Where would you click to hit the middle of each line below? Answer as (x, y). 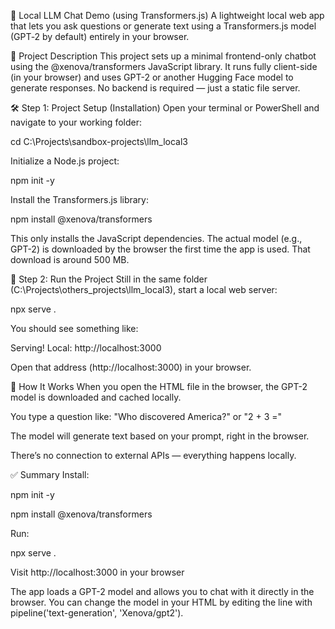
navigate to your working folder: (76, 122)
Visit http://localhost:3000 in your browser (97, 572)
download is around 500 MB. (70, 259)
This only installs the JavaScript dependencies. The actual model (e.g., (156, 238)
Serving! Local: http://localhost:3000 (86, 348)
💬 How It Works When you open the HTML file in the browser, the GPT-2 (159, 386)
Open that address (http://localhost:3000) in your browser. (131, 367)
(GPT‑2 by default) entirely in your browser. (100, 36)
